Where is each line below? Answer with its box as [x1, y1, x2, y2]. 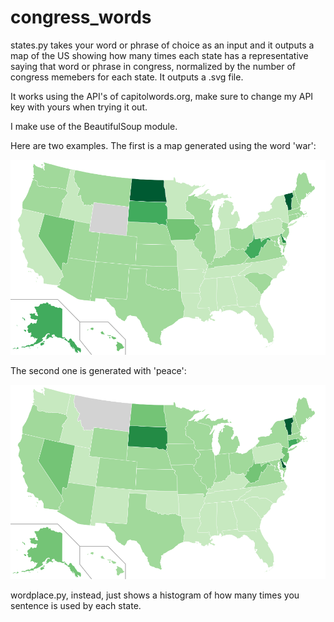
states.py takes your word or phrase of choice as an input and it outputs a [10, 39, 315, 51]
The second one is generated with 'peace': [10, 364, 187, 376]
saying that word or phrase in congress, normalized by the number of [10, 60, 297, 72]
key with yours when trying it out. [10, 101, 148, 113]
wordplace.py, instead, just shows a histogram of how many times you [10, 589, 300, 601]
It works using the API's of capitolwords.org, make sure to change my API [10, 90, 314, 102]
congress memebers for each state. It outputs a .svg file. [10, 71, 244, 83]
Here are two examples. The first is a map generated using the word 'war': [10, 139, 317, 151]
